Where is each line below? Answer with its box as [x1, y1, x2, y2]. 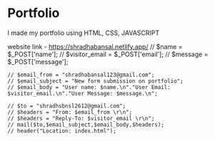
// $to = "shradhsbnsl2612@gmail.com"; [7, 102, 126, 110]
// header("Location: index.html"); [7, 127, 116, 135]
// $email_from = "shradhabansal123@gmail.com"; [7, 71, 155, 78]
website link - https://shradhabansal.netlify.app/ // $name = [7, 42, 183, 51]
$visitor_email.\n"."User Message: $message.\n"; [7, 90, 159, 97]
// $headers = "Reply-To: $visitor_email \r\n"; [7, 115, 155, 122]
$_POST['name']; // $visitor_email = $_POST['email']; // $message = [7, 50, 209, 58]
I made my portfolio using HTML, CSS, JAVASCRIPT [7, 28, 160, 37]
